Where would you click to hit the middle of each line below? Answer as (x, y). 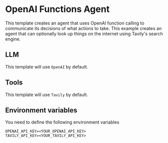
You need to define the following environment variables (62, 122)
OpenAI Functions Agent (57, 9)
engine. (13, 39)
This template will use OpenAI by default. (47, 66)
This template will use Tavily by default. (47, 94)
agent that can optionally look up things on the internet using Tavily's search (84, 33)
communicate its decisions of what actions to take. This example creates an (83, 28)
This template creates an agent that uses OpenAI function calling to (75, 23)
